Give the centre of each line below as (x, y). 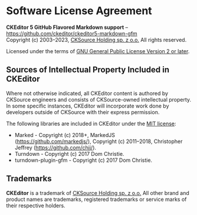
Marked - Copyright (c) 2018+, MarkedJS (65, 135)
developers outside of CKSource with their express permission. (83, 112)
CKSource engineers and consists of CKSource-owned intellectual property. (99, 99)
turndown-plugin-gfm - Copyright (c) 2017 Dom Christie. (83, 160)
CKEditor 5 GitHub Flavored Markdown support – (67, 27)
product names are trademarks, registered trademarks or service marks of (96, 199)
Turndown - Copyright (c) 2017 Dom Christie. (69, 154)
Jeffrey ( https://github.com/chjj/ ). (55, 147)
